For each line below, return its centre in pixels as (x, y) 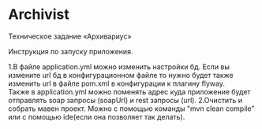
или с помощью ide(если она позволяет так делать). (97, 116)
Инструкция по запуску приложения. (71, 51)
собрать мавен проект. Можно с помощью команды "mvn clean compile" (131, 109)
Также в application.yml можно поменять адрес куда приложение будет (129, 91)
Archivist (39, 15)
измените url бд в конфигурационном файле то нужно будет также (121, 75)
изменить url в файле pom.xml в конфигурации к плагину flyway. (116, 83)
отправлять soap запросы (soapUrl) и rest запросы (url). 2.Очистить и (125, 100)
